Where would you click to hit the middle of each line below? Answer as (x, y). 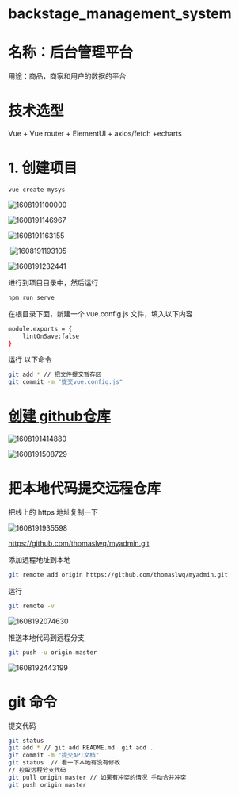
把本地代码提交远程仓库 (85, 489)
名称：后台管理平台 (71, 53)
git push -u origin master (53, 652)
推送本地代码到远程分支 (46, 637)
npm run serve (32, 297)
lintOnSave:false (51, 336)
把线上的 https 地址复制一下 (53, 512)
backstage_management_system (120, 14)
